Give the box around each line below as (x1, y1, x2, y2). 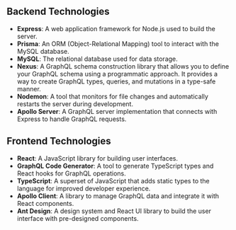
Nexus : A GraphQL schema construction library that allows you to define (16, 62, 230, 70)
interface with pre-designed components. (16, 214, 139, 222)
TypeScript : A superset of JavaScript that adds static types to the (16, 176, 210, 185)
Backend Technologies (6, 6, 111, 18)
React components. (16, 199, 74, 207)
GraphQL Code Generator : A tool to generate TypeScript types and (16, 161, 214, 170)
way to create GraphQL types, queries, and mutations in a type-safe (16, 77, 216, 86)
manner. (16, 84, 42, 93)
